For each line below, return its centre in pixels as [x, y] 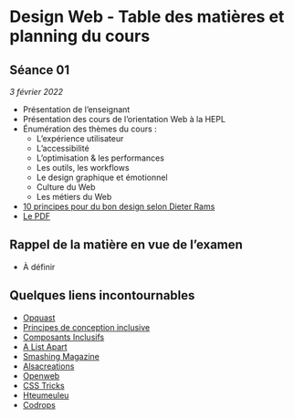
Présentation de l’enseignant [76, 110]
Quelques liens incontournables [102, 295]
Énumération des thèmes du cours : [89, 129]
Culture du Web [66, 187]
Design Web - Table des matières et [147, 17]
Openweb [41, 375]
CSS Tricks [44, 385]
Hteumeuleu [46, 395]
